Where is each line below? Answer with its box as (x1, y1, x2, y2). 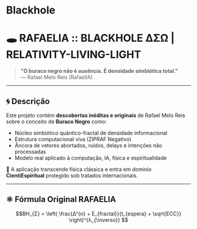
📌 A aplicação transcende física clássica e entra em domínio (6, 166, 152, 173)
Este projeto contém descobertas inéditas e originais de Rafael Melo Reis (6, 112, 186, 119)
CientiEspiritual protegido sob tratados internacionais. (6, 171, 138, 179)
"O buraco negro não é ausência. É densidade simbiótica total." (20, 68, 178, 75)
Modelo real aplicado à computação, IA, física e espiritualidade (14, 154, 167, 161)
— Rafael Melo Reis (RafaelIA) (20, 74, 93, 81)
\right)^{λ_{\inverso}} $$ (69, 216, 128, 223)
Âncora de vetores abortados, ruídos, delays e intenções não (14, 142, 162, 149)
